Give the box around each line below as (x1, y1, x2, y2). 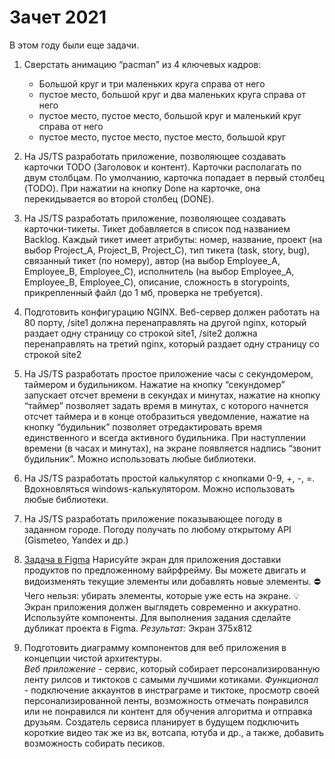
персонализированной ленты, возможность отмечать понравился (23, 694, 309, 706)
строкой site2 (23, 348, 82, 360)
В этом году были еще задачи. (9, 39, 140, 51)
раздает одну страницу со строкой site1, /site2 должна (23, 327, 258, 339)
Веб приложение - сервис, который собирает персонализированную (23, 662, 321, 675)
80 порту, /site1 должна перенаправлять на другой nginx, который (23, 316, 307, 328)
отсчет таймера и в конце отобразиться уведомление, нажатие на (23, 410, 310, 422)
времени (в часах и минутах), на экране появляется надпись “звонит (23, 442, 322, 454)
